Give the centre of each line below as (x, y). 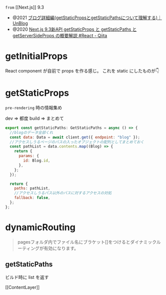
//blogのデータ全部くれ (32, 132)
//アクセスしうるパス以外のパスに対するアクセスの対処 (63, 193)
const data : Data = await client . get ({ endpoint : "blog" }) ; (75, 137)
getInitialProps (36, 56)
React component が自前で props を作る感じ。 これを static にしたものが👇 (82, 70)
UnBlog (20, 23)
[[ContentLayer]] (23, 287)
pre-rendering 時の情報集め (34, 107)
